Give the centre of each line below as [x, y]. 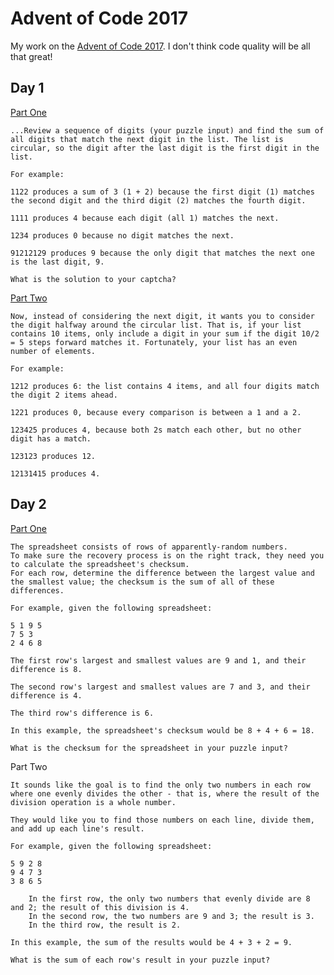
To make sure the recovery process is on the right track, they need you [167, 555]
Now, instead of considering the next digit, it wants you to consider [162, 316]
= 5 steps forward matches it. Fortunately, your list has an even [154, 342]
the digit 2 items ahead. [64, 395]
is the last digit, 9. [57, 262]
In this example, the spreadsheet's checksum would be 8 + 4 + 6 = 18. [162, 730]
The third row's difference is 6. [82, 713]
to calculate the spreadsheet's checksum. [100, 564]
